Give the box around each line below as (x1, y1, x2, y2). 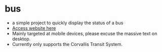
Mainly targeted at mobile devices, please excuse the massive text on (12, 30, 157, 36)
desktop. (12, 36, 31, 42)
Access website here (12, 25, 56, 31)
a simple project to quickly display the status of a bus (12, 20, 124, 26)
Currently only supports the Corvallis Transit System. (12, 41, 123, 47)
